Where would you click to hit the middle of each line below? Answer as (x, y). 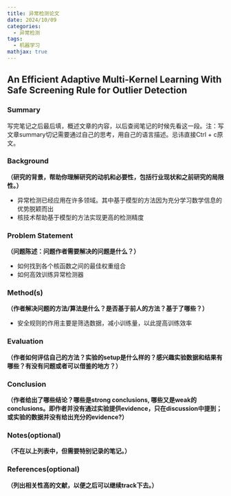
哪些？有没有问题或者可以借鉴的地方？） (64, 365)
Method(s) (25, 293)
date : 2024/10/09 (32, 20)
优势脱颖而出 (35, 208)
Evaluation (25, 341)
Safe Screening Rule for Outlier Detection (97, 90)
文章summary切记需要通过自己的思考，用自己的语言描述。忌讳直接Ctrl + (110, 134)
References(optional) (44, 469)
